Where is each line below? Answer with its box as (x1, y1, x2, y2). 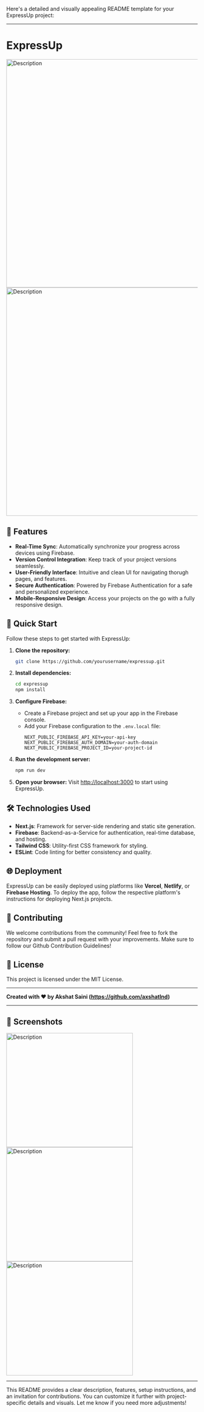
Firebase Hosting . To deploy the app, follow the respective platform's (6, 888, 181, 896)
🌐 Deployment (6, 866, 62, 876)
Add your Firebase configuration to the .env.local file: (24, 723, 161, 730)
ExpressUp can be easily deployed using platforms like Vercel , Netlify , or (6, 882, 190, 890)
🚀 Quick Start (6, 619, 58, 629)
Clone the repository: (15, 647, 70, 654)
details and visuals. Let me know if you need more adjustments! (27, 1399, 187, 1407)
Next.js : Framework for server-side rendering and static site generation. (15, 822, 196, 830)
